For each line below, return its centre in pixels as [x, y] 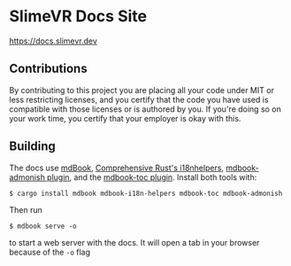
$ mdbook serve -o [43, 226]
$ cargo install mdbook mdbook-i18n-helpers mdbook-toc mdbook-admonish [146, 193]
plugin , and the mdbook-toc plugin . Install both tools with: [152, 177]
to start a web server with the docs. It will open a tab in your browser [134, 242]
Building [32, 147]
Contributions [48, 69]
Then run [26, 209]
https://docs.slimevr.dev [53, 41]
